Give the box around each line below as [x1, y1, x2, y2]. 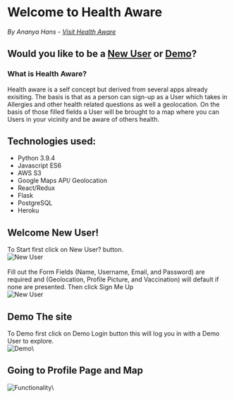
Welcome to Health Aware [7, 4, 163, 20]
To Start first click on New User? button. [7, 246, 124, 254]
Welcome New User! [7, 227, 99, 239]
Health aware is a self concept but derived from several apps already [7, 85, 208, 94]
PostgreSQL [17, 198, 53, 208]
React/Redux [17, 184, 55, 192]
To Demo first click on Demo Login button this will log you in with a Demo [7, 329, 220, 338]
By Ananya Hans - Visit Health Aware [7, 27, 116, 36]
